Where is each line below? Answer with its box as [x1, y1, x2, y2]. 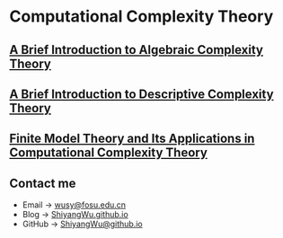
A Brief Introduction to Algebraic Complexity [9, 42, 263, 57]
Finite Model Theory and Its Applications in [9, 131, 255, 146]
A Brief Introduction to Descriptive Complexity [9, 86, 274, 101]
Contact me [9, 175, 76, 190]
